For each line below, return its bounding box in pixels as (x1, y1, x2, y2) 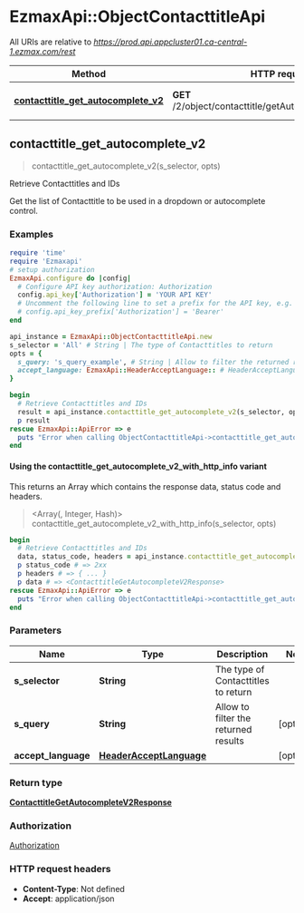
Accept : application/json (22, 893, 115, 904)
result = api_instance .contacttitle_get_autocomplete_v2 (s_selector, (17, 407, 285, 416)
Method (71, 67, 107, 80)
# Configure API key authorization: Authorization (17, 282, 213, 291)
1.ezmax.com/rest (9, 45, 76, 56)
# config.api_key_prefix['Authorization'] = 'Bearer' (17, 307, 224, 316)
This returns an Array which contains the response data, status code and (9, 481, 281, 491)
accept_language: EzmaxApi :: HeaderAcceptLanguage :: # (17, 365, 224, 375)
